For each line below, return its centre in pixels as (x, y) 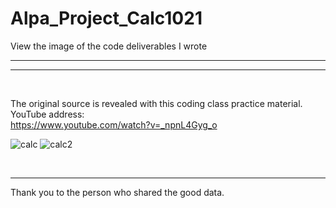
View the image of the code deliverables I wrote (109, 46)
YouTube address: (47, 114)
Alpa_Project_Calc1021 (106, 18)
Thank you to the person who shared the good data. (117, 192)
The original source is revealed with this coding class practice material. (156, 103)
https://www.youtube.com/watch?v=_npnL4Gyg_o (114, 124)
